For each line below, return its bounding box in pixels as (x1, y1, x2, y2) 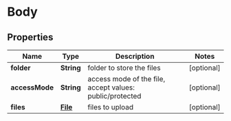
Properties (7, 31, 54, 43)
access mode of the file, (87, 75, 166, 83)
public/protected (87, 92, 142, 100)
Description (115, 52, 155, 61)
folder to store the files (87, 63, 161, 72)
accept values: (87, 83, 135, 92)
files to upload (87, 103, 134, 111)
